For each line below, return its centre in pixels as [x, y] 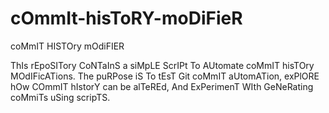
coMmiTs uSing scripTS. [60, 97]
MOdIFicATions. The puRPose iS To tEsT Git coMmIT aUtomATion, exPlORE [165, 76]
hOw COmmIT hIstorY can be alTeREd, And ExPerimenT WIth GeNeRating [162, 86]
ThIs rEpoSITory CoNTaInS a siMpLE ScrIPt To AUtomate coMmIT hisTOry [162, 65]
